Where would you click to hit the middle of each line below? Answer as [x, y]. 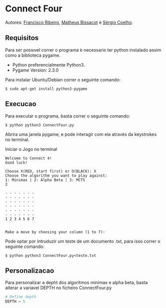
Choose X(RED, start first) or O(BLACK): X [51, 171]
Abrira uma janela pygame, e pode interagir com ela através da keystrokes [81, 134]
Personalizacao [30, 271]
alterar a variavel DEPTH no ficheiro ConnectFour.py [58, 288]
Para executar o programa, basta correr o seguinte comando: [68, 116]
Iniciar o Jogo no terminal [31, 149]
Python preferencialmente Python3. [49, 64]
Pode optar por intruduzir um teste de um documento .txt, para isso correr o [83, 241]
